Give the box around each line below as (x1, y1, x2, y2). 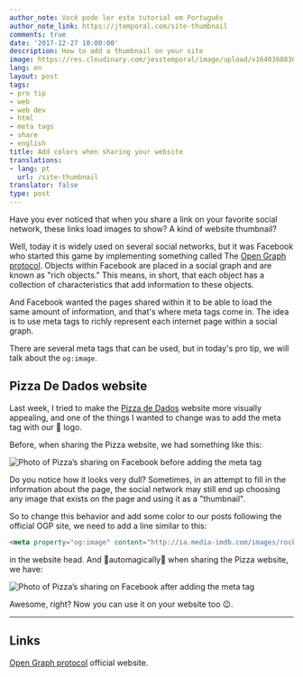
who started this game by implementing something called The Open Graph (9, 251, 287, 261)
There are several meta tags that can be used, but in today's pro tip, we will (9, 343, 289, 353)
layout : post (9, 72, 59, 81)
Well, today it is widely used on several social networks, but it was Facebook (9, 241, 294, 252)
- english (9, 139, 47, 148)
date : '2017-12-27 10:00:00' (9, 38, 119, 48)
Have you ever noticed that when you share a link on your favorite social (9, 214, 278, 224)
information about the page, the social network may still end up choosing (9, 483, 281, 494)
